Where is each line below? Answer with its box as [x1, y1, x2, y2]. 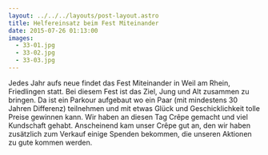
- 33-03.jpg [15, 57, 56, 65]
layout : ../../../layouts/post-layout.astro [8, 11, 159, 20]
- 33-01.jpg [15, 42, 56, 50]
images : [8, 34, 34, 42]
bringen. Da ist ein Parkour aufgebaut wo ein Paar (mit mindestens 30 [8, 95, 238, 105]
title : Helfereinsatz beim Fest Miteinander [8, 19, 159, 27]
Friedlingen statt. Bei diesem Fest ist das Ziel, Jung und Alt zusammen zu [8, 86, 250, 96]
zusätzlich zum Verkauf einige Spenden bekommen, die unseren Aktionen [8, 129, 252, 138]
